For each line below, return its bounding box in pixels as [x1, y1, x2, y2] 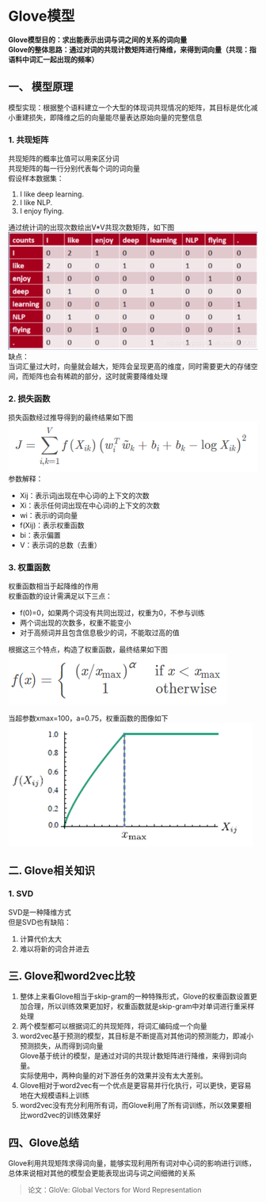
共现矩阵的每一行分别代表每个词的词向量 [8, 164, 140, 173]
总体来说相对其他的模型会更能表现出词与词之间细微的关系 [8, 1169, 196, 1178]
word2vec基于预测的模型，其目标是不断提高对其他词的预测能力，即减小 [19, 1031, 254, 1041]
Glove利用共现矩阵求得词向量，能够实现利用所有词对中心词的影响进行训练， [8, 1158, 256, 1168]
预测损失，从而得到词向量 [19, 1041, 104, 1051]
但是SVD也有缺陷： [8, 917, 71, 926]
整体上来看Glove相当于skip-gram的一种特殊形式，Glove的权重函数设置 [19, 991, 251, 1002]
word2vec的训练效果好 [26, 1110, 101, 1120]
